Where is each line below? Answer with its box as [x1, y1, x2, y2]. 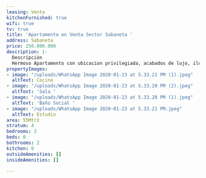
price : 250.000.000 [6, 43, 56, 50]
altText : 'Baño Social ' [12, 100, 75, 106]
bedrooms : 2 [6, 128, 37, 135]
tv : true [6, 26, 29, 32]
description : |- [6, 49, 48, 55]
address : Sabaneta [6, 37, 53, 43]
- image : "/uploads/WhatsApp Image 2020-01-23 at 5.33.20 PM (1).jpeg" [6, 94, 193, 100]
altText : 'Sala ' [12, 89, 56, 95]
